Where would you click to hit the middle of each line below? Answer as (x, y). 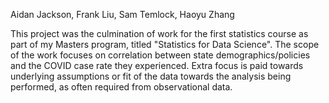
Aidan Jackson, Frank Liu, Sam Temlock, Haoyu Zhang (122, 14)
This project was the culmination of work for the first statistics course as (159, 33)
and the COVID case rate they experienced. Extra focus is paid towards (157, 65)
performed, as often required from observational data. (121, 87)
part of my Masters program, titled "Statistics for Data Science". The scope (165, 44)
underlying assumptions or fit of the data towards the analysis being (151, 76)
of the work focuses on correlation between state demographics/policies (160, 55)
